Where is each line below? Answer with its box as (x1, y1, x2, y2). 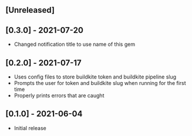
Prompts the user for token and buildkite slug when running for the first (14, 80, 186, 87)
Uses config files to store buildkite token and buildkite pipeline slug (14, 73, 177, 80)
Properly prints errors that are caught (14, 92, 105, 99)
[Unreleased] (5, 5, 55, 15)
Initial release (14, 124, 46, 131)
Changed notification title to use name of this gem (14, 41, 136, 48)
